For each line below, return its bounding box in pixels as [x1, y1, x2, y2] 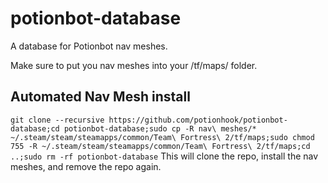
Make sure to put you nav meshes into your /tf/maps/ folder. [10, 59, 258, 71]
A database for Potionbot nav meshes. [10, 40, 168, 52]
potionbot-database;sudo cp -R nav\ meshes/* [63, 123, 257, 134]
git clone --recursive [10, 115, 105, 125]
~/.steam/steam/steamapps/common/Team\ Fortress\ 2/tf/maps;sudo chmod [10, 132, 315, 142]
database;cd [10, 123, 60, 134]
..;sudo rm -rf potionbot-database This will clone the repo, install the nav [10, 150, 319, 162]
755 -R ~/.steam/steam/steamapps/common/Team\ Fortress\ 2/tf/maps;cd [10, 141, 311, 151]
